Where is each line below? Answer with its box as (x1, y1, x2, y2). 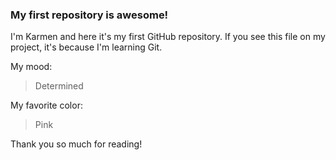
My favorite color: (10, 99, 83, 112)
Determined (34, 80, 84, 92)
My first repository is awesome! (10, 8, 169, 22)
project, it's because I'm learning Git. (10, 41, 163, 53)
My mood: (10, 61, 53, 73)
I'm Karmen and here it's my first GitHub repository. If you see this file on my (10, 31, 326, 43)
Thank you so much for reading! (10, 138, 143, 150)
